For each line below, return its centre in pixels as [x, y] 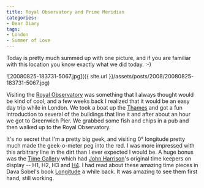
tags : [13, 29]
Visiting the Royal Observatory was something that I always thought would [100, 95]
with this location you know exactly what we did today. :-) [79, 64]
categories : [21, 18]
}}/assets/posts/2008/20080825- [151, 76]
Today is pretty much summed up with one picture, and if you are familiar [99, 58]
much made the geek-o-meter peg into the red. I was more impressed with [100, 145]
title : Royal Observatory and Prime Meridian [65, 12]
